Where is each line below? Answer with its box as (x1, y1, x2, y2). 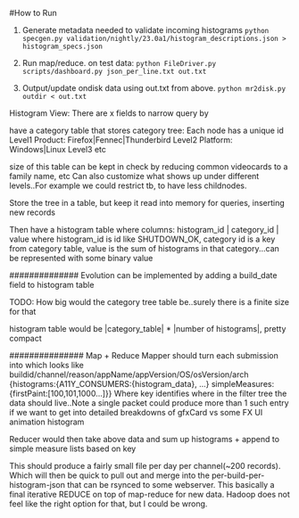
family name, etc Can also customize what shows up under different (9, 171, 260, 181)
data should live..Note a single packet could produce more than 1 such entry (9, 398, 289, 408)
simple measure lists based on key (9, 443, 137, 454)
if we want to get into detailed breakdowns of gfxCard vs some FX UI (9, 407, 263, 417)
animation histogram (9, 416, 85, 427)
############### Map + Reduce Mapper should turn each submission (9, 350, 278, 360)
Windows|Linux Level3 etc (9, 144, 107, 154)
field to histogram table (9, 280, 95, 290)
